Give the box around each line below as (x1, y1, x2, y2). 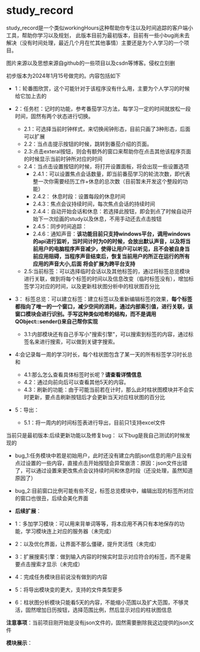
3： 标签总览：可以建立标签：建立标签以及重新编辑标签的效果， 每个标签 (14, 295, 193, 303)
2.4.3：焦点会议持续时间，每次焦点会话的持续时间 (32, 200, 155, 207)
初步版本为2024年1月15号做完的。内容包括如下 (6, 72, 121, 79)
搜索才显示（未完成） (30, 560, 84, 568)
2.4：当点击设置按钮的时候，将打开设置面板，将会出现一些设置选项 (23, 162, 189, 170)
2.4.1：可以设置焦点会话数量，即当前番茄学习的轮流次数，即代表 (32, 170, 191, 177)
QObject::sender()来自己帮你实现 (14, 318, 99, 325)
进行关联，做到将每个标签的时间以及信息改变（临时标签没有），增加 (23, 275, 189, 282)
